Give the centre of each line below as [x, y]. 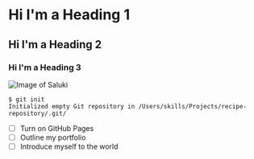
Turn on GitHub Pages [57, 128]
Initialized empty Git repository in [72, 106]
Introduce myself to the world [69, 147]
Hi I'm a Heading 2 [55, 45]
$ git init [27, 99]
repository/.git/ [37, 113]
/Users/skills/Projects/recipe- [193, 106]
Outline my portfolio [53, 137]
